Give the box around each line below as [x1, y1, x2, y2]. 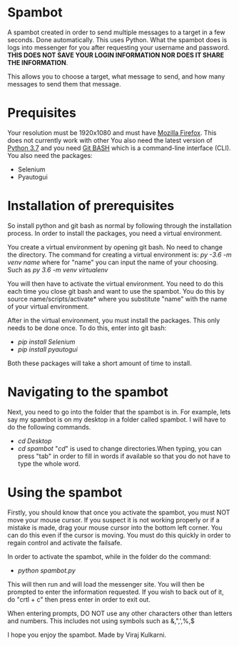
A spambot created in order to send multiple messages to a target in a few [7, 28, 225, 36]
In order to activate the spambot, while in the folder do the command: [7, 552, 212, 561]
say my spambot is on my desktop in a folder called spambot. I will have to [7, 415, 226, 424]
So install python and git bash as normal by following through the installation [7, 221, 232, 229]
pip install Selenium [17, 337, 76, 346]
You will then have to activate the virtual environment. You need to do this [7, 279, 223, 288]
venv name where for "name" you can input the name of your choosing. [7, 258, 219, 267]
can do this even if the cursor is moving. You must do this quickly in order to [7, 530, 231, 540]
